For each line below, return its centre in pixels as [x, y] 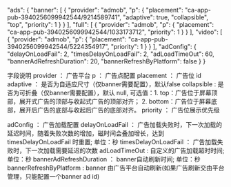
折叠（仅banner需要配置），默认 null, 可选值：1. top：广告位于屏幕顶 [121, 93]
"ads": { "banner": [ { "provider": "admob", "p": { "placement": [96, 10]
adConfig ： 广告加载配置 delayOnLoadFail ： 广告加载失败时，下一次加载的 [115, 125]
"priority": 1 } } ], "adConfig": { [153, 47]
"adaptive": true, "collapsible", [166, 17]
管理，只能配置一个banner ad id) [53, 176]
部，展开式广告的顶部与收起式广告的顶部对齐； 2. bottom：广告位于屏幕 [109, 101]
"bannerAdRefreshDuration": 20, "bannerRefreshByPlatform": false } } [107, 61]
